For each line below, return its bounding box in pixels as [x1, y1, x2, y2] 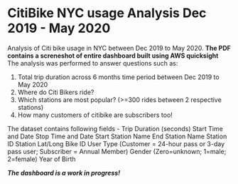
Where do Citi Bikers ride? [17, 88, 94, 96]
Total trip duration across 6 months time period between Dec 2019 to [17, 73, 220, 81]
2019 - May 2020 [7, 20, 111, 36]
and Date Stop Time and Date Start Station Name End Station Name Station [7, 132, 227, 140]
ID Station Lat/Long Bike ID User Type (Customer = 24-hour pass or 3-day [7, 139, 225, 148]
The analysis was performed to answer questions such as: [7, 58, 178, 67]
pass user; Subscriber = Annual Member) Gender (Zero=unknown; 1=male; [7, 147, 227, 155]
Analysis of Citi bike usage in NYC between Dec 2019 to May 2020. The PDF [7, 44, 231, 52]
